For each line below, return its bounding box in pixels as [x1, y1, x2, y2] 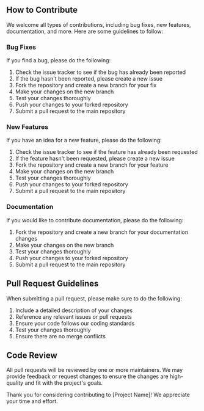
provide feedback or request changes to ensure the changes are [6, 373, 169, 380]
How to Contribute [6, 5, 78, 15]
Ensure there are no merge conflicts [15, 332, 106, 340]
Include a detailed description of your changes [15, 307, 133, 314]
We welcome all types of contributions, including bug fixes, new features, [6, 21, 191, 28]
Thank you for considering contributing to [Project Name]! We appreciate [6, 391, 191, 399]
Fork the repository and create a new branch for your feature [15, 161, 169, 169]
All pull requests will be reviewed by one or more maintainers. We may [6, 366, 183, 374]
